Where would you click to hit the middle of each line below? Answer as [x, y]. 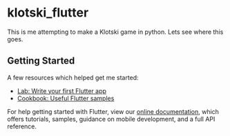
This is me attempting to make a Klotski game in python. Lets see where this [115, 32]
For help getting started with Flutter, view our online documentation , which [113, 111]
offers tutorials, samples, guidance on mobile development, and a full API [111, 119]
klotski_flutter [48, 13]
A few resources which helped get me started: [73, 77]
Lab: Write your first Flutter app [62, 90]
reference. [22, 126]
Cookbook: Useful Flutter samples [66, 98]
